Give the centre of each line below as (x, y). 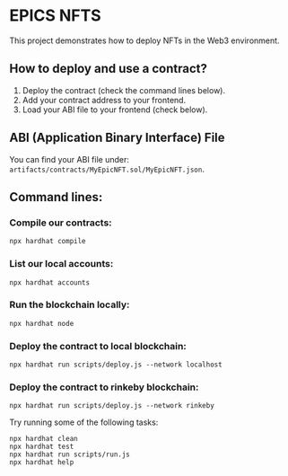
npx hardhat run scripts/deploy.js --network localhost (116, 365)
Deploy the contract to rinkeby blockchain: (104, 387)
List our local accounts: (61, 264)
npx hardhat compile (48, 242)
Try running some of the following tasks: (84, 422)
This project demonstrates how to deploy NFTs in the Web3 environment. (144, 40)
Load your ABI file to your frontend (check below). (115, 110)
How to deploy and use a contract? (109, 69)
